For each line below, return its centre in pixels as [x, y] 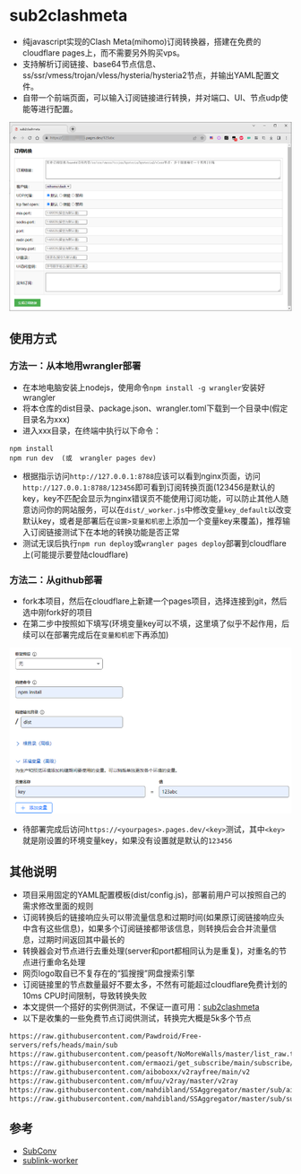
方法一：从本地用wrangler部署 [75, 366]
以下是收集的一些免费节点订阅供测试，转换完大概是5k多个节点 [137, 1018]
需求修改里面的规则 [58, 906]
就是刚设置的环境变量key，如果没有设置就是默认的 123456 [127, 840]
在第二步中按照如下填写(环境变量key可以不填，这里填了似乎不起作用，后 [156, 623]
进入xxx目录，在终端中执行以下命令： [91, 430]
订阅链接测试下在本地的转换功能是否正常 [105, 532]
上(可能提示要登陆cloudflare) [75, 554]
